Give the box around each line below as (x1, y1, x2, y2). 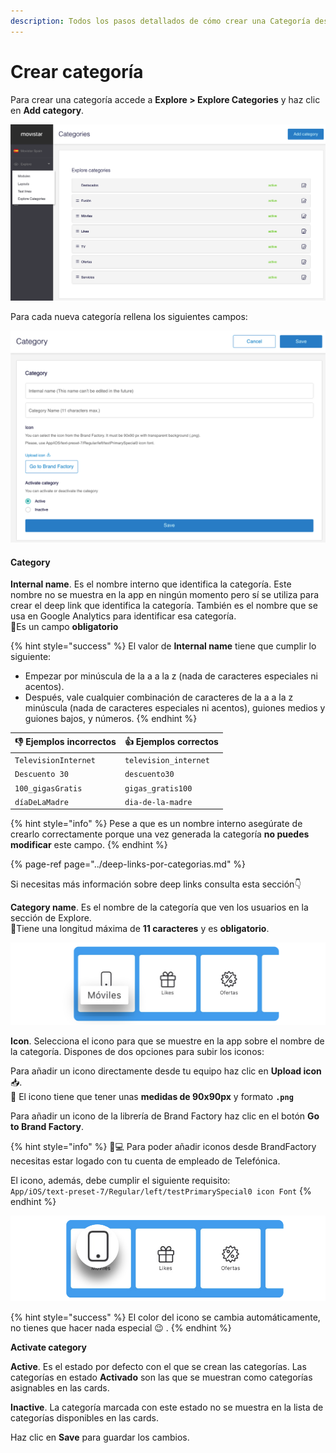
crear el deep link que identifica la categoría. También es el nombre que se (10, 600, 318, 612)
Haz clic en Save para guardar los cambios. (10, 1431, 190, 1444)
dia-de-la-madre (124, 797, 193, 807)
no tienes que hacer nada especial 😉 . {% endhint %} (10, 1322, 232, 1334)
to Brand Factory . (10, 1120, 84, 1132)
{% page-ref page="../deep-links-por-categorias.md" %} (10, 858, 247, 870)
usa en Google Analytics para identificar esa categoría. (10, 610, 237, 622)
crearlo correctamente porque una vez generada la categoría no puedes (10, 828, 310, 840)
